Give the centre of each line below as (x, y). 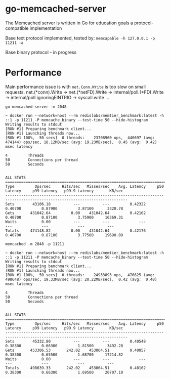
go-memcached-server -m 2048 (36, 107)
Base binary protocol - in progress (41, 52)
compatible (17, 28)
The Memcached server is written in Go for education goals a (69, 23)
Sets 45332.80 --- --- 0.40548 (75, 341)
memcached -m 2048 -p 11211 (35, 244)
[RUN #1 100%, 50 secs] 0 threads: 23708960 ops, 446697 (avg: (80, 138)
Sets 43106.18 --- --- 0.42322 (75, 204)
